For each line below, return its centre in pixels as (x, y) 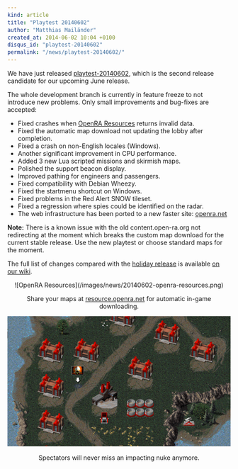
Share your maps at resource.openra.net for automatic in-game (119, 299)
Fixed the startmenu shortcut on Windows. (80, 191)
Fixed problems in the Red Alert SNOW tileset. (85, 199)
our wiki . (20, 271)
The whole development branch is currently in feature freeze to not (105, 95)
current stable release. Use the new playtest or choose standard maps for (115, 242)
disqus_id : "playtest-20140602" (55, 45)
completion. (35, 139)
